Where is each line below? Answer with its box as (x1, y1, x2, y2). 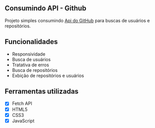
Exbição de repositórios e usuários (12, 72, 84, 78)
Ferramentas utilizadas (5, 87, 79, 96)
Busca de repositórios (12, 67, 58, 73)
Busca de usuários (12, 56, 51, 62)
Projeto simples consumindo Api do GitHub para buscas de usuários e (5, 17, 150, 23)
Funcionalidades (5, 37, 58, 46)
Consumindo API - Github (5, 4, 87, 13)
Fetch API (12, 101, 32, 107)
